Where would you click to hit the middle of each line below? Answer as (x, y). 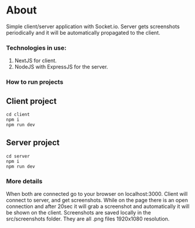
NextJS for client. (35, 61)
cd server (18, 156)
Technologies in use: (36, 47)
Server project (33, 143)
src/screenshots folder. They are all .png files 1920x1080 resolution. (88, 219)
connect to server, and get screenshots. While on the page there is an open (97, 200)
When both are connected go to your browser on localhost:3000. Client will (97, 194)
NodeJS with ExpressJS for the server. (61, 67)
